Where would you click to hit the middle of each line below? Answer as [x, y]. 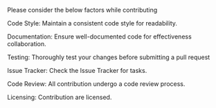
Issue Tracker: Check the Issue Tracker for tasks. [77, 71]
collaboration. [27, 44]
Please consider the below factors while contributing [82, 10]
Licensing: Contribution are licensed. [60, 97]
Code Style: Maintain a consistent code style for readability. [92, 23]
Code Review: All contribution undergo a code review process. [96, 84]
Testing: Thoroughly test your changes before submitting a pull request [109, 57]
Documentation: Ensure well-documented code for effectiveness [99, 36]
